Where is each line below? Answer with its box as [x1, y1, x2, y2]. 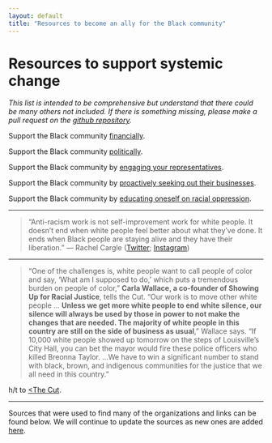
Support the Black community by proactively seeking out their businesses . [8, 178, 257, 188]
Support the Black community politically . [8, 147, 143, 156]
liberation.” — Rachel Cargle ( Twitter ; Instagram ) [28, 243, 190, 253]
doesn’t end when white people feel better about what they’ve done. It [28, 226, 263, 236]
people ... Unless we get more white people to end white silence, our [28, 300, 262, 310]
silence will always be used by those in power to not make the [28, 309, 240, 319]
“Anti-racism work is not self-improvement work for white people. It [28, 217, 253, 227]
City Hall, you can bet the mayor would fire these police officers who [28, 343, 257, 353]
